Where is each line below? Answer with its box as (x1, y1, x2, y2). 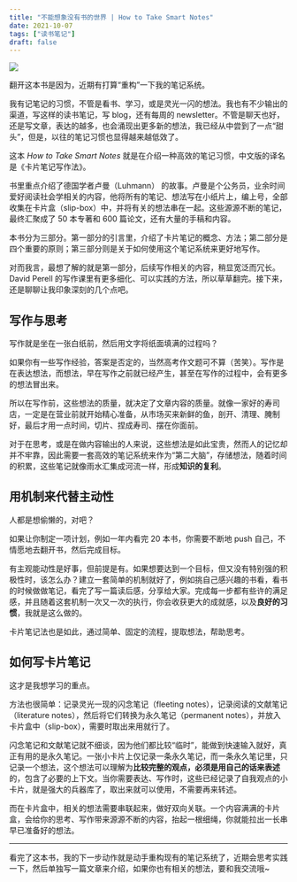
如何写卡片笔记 (9, 654, 91, 669)
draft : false (9, 37, 57, 47)
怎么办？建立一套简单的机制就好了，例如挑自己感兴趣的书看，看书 (47, 574, 288, 584)
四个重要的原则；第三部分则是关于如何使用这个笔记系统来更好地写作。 (9, 244, 265, 254)
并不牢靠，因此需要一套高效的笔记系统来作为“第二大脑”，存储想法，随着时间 (9, 450, 287, 460)
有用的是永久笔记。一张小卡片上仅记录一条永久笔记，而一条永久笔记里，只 (16, 750, 288, 762)
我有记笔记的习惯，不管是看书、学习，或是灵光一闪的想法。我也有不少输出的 (9, 98, 288, 109)
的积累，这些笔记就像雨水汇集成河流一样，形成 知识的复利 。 (9, 461, 226, 472)
